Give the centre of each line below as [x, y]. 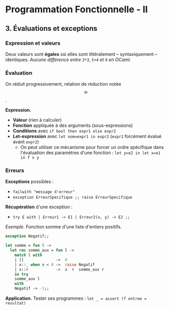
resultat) [16, 303]
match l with [28, 255]
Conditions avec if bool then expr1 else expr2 [64, 131]
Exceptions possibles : [29, 182]
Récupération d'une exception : [39, 207]
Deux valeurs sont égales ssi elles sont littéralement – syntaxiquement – [81, 54]
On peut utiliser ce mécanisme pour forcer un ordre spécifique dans [92, 147]
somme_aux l [27, 279]
